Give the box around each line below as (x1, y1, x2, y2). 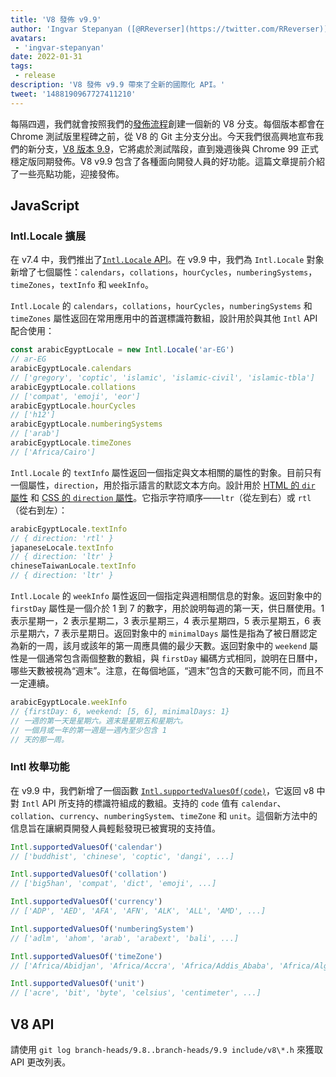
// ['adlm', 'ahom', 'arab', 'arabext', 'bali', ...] (10, 933, 240, 943)
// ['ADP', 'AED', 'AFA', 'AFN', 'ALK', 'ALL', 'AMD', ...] (10, 906, 267, 916)
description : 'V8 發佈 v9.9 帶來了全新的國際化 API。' (10, 80, 226, 90)
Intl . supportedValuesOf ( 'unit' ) (10, 979, 145, 989)
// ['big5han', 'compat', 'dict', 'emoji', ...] (10, 879, 217, 889)
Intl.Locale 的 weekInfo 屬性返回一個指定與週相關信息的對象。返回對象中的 (10, 590, 322, 602)
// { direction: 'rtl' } (10, 533, 114, 543)
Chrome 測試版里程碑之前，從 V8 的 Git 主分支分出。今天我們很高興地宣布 (10, 130, 315, 142)
